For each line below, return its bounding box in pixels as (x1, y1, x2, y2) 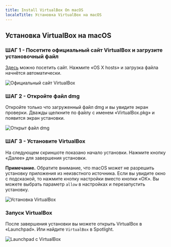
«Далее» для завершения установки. (5, 154, 87, 161)
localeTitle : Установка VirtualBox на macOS (5, 12, 102, 17)
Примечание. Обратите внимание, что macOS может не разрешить (5, 165, 155, 171)
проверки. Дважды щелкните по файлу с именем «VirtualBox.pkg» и (5, 109, 155, 116)
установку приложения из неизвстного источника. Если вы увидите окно (5, 170, 166, 176)
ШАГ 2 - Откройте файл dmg (5, 93, 80, 100)
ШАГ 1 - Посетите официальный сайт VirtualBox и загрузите (5, 47, 163, 54)
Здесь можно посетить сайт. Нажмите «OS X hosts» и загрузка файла (5, 64, 159, 71)
